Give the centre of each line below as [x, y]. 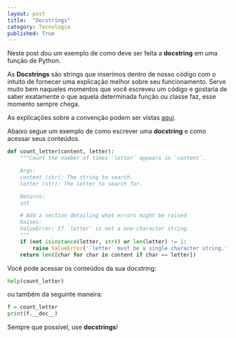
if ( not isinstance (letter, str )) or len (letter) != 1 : [104, 242]
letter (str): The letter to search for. [81, 184]
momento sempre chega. [44, 104]
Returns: [33, 196]
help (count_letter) [36, 281]
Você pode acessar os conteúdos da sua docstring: [82, 268]
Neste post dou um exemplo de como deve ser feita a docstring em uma [112, 53]
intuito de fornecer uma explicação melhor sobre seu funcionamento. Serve [117, 82]
